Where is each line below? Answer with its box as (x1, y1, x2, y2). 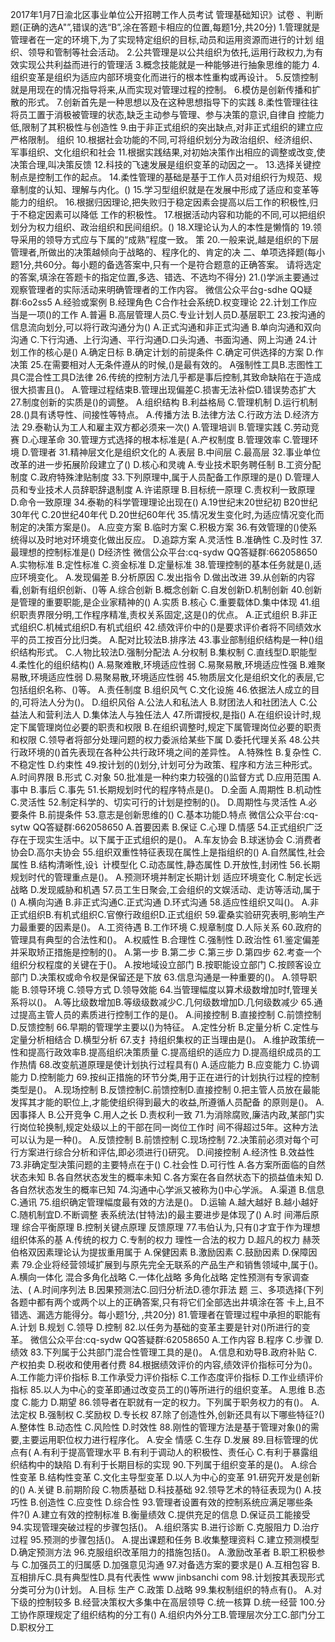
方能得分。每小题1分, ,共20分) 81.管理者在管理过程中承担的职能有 (53, 1309, 322, 1320)
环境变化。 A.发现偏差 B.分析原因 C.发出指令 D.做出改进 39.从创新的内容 (18, 571, 316, 583)
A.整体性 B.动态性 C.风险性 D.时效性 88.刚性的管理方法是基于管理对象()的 (10, 1421, 311, 1433)
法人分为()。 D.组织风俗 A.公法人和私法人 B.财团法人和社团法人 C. (39, 696, 309, 708)
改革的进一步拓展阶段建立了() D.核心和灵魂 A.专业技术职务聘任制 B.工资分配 (10, 459, 322, 470)
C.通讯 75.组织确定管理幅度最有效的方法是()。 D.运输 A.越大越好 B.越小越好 (10, 1196, 319, 1208)
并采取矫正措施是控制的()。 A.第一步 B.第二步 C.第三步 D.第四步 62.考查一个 (10, 946, 322, 958)
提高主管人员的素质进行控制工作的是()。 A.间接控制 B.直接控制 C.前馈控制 (18, 1009, 322, 1020)
